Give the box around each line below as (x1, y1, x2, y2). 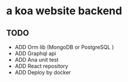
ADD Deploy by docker (14, 69, 71, 75)
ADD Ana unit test (14, 56, 59, 63)
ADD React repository (14, 62, 68, 70)
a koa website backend (6, 4, 123, 18)
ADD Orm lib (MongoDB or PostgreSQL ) (14, 43, 114, 51)
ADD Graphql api (14, 50, 57, 57)
